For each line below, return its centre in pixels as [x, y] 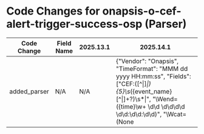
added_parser [29, 91]
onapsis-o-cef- [142, 11]
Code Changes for [53, 11]
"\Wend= [165, 99]
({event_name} [151, 91]
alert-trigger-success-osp [74, 24]
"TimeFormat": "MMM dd [152, 69]
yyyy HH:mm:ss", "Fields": [154, 76]
